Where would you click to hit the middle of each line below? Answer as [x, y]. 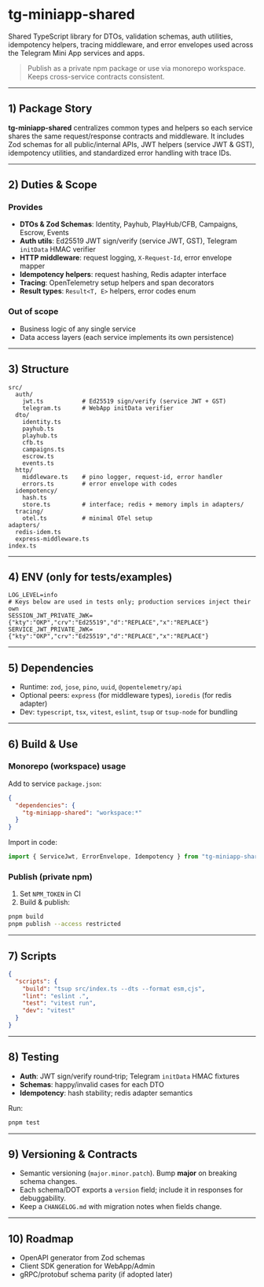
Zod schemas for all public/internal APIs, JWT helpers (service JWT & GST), [131, 144]
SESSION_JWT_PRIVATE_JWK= [50, 616]
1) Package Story [50, 109]
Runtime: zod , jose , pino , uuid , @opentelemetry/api [101, 687]
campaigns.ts [44, 449]
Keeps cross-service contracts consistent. [96, 76]
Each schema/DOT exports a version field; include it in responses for [131, 1190]
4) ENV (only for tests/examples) [90, 577]
